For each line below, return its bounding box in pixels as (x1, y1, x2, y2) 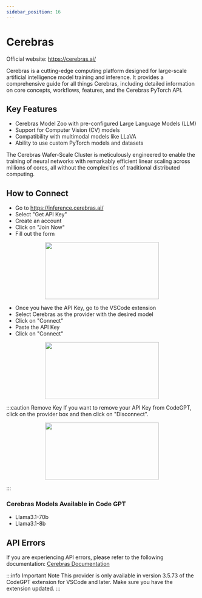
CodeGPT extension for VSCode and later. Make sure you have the (6, 579, 173, 586)
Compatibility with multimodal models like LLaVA (15, 133, 136, 140)
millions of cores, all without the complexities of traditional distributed (6, 164, 180, 171)
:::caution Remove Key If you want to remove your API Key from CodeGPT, (6, 404, 192, 411)
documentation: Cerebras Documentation (6, 560, 110, 568)
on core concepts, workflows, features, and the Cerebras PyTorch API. (6, 86, 183, 94)
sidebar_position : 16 (6, 9, 61, 15)
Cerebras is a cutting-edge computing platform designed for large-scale (6, 67, 187, 74)
